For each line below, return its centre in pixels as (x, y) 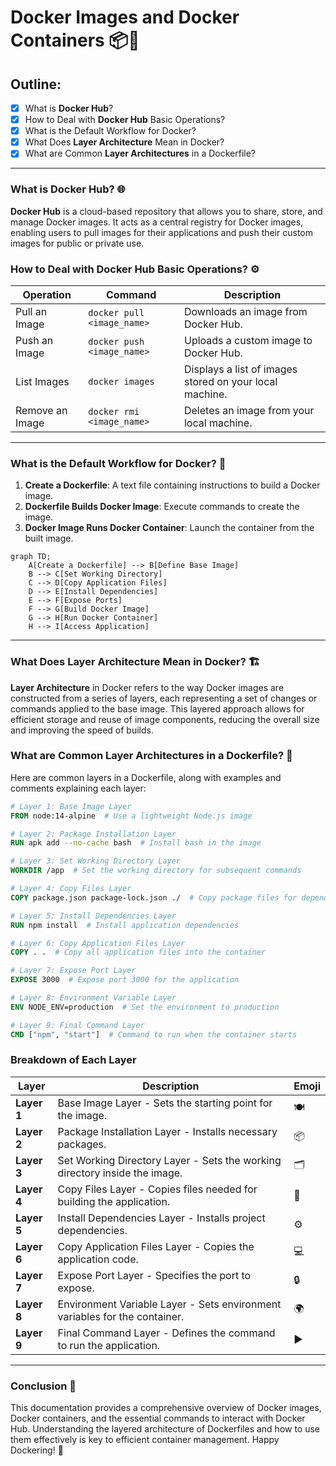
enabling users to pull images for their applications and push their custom (162, 232)
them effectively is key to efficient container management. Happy (145, 1440)
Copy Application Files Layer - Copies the (156, 1246)
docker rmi (114, 411)
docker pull (116, 312)
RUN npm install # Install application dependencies (125, 925)
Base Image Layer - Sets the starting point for (165, 1103)
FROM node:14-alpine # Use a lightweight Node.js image (131, 816)
